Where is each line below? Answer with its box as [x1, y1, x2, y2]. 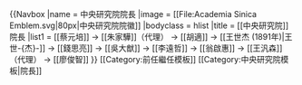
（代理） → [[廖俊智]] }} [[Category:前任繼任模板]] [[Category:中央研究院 [9, 54, 281, 64]
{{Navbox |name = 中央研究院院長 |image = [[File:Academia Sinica [9, 9, 257, 19]
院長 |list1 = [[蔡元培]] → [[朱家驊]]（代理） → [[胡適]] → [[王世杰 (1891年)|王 [9, 32, 293, 42]
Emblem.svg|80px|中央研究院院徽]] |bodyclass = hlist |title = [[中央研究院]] [9, 20, 289, 31]
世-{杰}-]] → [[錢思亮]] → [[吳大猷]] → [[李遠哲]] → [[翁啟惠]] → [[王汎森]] [9, 42, 283, 53]
